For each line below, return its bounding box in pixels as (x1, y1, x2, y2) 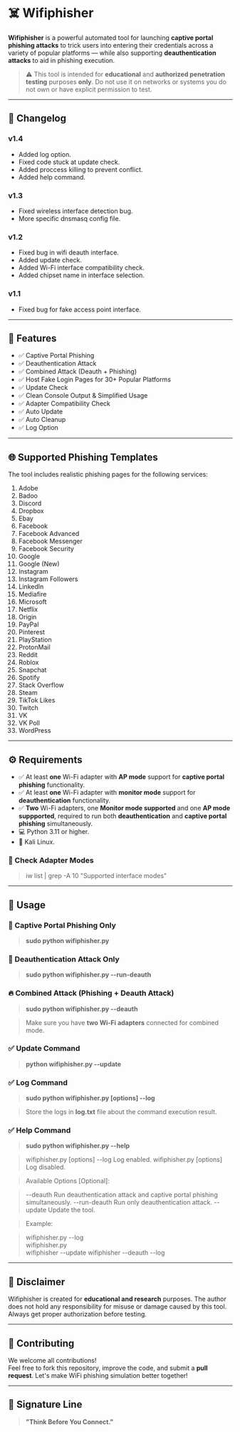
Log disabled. (25, 1163, 66, 1172)
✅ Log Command (8, 1077, 68, 1087)
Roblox (18, 658, 39, 666)
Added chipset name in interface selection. (18, 271, 145, 279)
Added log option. (18, 150, 72, 158)
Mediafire (18, 590, 47, 599)
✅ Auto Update (18, 407, 63, 416)
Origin (18, 613, 37, 622)
